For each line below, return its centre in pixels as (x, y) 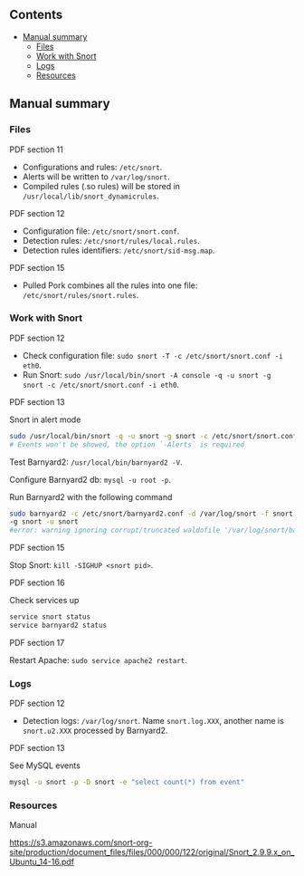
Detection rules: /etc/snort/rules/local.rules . (111, 240)
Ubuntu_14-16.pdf (42, 862)
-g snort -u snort (44, 522)
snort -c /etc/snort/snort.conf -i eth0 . (100, 384)
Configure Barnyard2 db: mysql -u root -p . (90, 479)
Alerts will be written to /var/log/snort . (96, 177)
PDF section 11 (36, 149)
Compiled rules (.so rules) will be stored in (101, 186)
